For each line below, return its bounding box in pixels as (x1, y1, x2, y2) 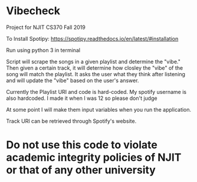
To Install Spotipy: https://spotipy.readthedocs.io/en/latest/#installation (6, 35, 179, 42)
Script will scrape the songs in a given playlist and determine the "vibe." (6, 58, 181, 65)
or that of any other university (6, 164, 156, 177)
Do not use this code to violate (6, 138, 158, 152)
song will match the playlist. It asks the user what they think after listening (6, 70, 186, 77)
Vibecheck (6, 4, 61, 18)
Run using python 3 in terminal (6, 46, 81, 54)
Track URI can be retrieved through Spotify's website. (6, 117, 137, 125)
